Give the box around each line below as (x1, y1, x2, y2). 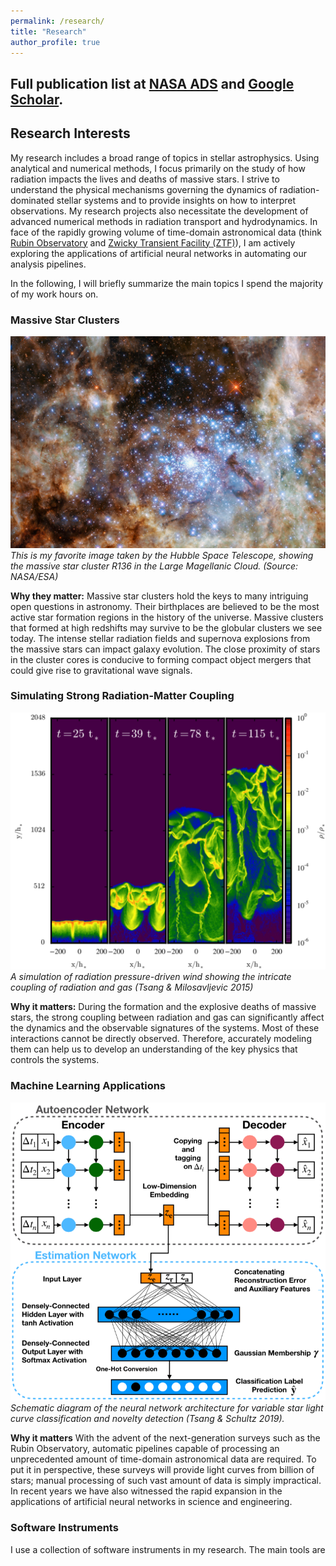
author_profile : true (10, 37, 101, 47)
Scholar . (10, 91, 64, 108)
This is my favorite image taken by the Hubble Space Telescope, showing (10, 549, 314, 561)
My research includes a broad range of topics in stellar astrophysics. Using (10, 151, 320, 164)
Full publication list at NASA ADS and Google (10, 75, 295, 92)
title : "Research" (10, 26, 87, 37)
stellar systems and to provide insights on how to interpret (56, 194, 297, 206)
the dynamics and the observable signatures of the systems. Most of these (10, 1022, 320, 1034)
